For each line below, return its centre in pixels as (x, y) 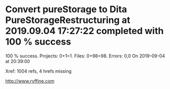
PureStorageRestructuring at (68, 20)
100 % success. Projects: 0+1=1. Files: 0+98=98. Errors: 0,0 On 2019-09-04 (85, 56)
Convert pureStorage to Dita (66, 9)
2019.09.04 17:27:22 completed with (84, 31)
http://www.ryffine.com (30, 81)
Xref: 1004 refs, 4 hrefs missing (39, 71)
